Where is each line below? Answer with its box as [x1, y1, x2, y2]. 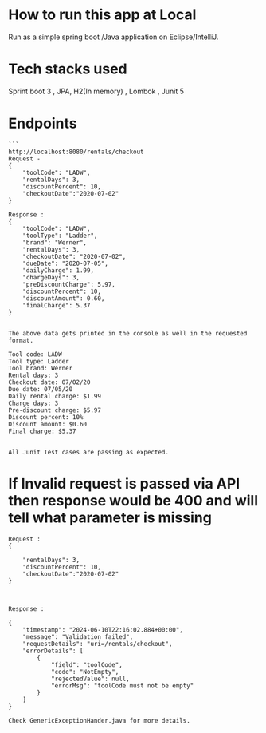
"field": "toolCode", [50, 660, 123, 668]
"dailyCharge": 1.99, [22, 266, 94, 275]
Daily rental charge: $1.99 [8, 392, 102, 400]
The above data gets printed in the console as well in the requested [8, 329, 248, 337]
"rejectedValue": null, [50, 675, 130, 683]
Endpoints [8, 114, 77, 133]
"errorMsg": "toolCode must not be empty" [50, 681, 194, 690]
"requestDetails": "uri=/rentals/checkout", [22, 640, 173, 648]
